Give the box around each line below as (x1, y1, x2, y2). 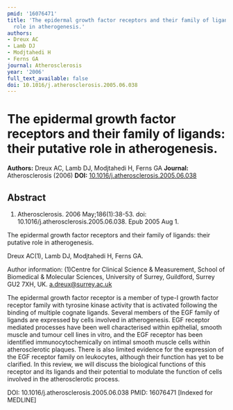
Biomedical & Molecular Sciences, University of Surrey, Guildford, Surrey (7, 273, 215, 281)
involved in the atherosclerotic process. (7, 375, 120, 383)
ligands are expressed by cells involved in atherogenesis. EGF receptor (7, 316, 210, 324)
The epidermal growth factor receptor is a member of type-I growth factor (7, 294, 219, 301)
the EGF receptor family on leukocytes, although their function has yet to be (7, 353, 224, 361)
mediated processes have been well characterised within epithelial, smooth (7, 323, 223, 331)
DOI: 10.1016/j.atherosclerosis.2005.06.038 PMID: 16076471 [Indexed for (7, 388, 213, 397)
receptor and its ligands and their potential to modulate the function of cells (7, 368, 223, 376)
